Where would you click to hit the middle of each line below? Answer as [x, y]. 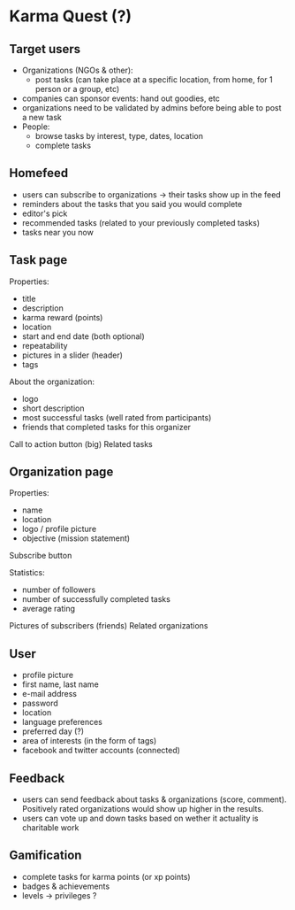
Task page [38, 260]
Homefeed [39, 173]
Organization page [61, 472]
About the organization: [52, 382]
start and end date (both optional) [83, 336]
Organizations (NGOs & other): [78, 70]
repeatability [45, 345]
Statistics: [27, 573]
